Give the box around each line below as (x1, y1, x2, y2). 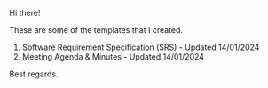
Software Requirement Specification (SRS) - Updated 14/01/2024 (21, 42, 260, 52)
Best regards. (9, 68, 59, 79)
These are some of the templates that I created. (9, 25, 184, 35)
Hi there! (9, 8, 41, 18)
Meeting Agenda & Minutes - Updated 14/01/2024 (21, 52, 205, 61)
